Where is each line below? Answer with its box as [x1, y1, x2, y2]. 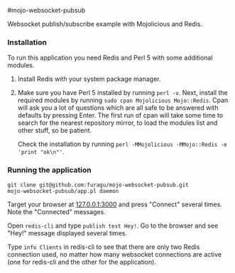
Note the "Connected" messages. [7, 207, 106, 216]
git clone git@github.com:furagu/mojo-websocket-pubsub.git [7, 181, 190, 189]
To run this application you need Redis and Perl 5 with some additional [7, 53, 213, 62]
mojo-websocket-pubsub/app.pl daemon [7, 187, 119, 194]
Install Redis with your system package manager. [17, 74, 161, 84]
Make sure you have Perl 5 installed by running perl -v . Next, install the [17, 89, 229, 97]
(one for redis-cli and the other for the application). [7, 257, 156, 266]
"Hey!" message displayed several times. [7, 228, 128, 237]
